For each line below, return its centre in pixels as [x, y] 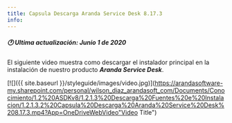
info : [15, 20]
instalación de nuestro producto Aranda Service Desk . [86, 70]
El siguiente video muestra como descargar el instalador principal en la [108, 62]
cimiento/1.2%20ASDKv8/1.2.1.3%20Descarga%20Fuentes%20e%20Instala [116, 98]
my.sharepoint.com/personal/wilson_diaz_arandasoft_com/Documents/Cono [116, 91]
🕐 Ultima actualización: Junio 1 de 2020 [67, 43]
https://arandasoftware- [189, 83]
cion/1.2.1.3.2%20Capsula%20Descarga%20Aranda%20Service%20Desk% [116, 105]
